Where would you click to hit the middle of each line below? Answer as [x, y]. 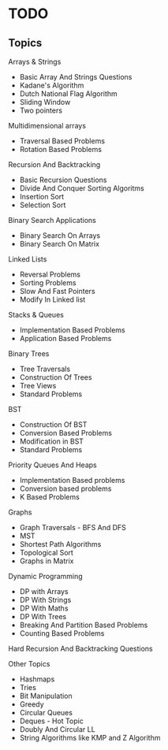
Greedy [32, 704]
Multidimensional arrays [47, 126]
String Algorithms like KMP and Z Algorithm [90, 738]
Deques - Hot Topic [52, 721]
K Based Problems [50, 497]
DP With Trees [43, 616]
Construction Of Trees [56, 377]
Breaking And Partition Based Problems [84, 625]
